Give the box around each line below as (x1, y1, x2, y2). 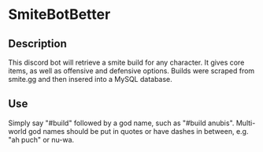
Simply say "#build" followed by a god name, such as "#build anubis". (8, 118, 235, 128)
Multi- (235, 118, 256, 128)
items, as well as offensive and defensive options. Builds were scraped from (8, 66, 255, 76)
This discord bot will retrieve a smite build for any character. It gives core (8, 57, 245, 67)
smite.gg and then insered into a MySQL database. (8, 75, 173, 83)
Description (8, 37, 67, 50)
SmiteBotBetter (8, 6, 111, 24)
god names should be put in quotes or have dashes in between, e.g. (28, 126, 249, 135)
